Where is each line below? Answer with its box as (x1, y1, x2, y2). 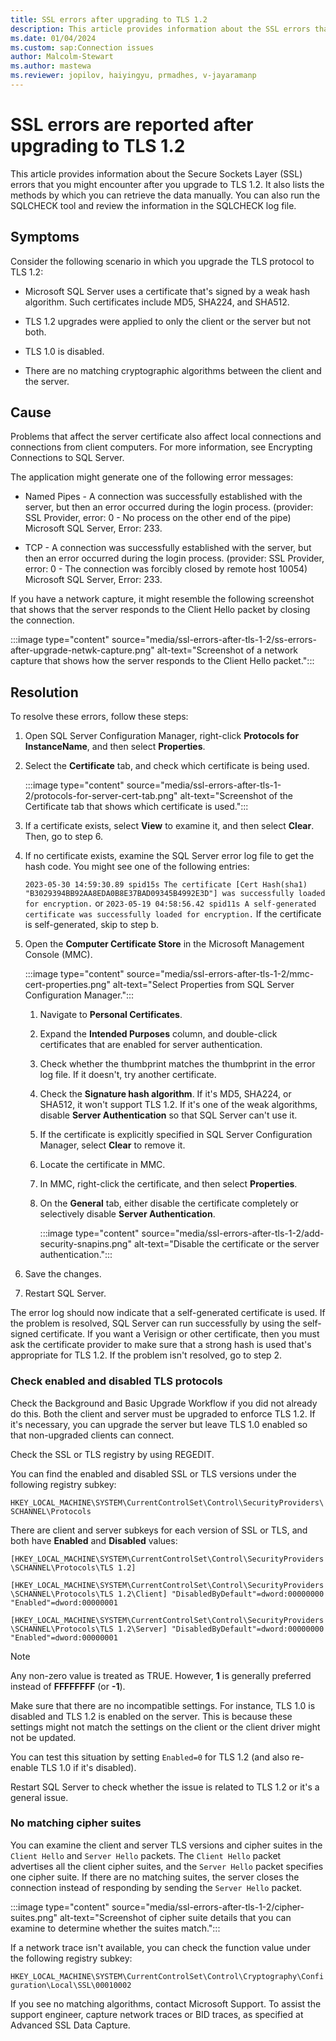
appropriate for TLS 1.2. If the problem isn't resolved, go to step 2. (10, 1349, 283, 1361)
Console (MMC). (24, 949, 93, 961)
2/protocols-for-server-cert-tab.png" (24, 790, 178, 802)
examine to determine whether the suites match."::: (10, 1922, 221, 1934)
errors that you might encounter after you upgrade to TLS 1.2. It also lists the (10, 178, 325, 190)
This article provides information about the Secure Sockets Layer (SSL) (10, 167, 303, 180)
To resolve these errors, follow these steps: (10, 711, 189, 723)
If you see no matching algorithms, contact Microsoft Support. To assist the (10, 1997, 322, 2010)
